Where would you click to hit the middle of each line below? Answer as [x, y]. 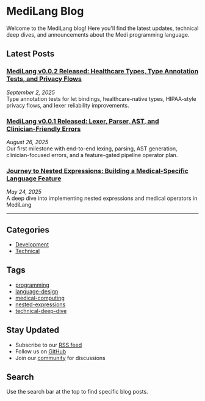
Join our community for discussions [60, 358]
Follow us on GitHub [41, 351]
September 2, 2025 [31, 92]
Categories [28, 230]
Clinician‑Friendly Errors [44, 128]
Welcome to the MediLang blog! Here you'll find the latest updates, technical [103, 28]
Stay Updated [33, 330]
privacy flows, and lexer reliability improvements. [68, 105]
